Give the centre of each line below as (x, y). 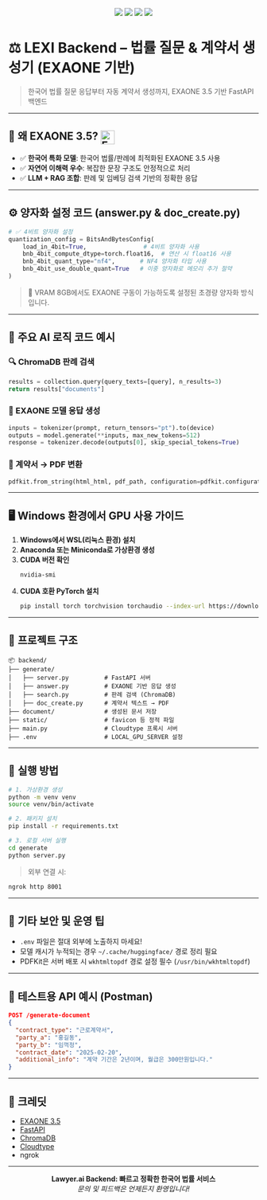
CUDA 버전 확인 (44, 560)
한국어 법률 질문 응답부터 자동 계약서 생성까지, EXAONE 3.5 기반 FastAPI (141, 91)
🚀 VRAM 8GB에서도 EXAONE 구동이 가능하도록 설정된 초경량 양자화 (133, 292)
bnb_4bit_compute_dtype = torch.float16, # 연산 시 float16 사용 (127, 254)
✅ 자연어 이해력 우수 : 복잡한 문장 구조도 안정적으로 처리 (105, 168)
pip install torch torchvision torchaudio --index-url (112, 606)
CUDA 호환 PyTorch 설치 (59, 591)
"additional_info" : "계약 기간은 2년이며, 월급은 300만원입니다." (114, 1060)
